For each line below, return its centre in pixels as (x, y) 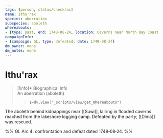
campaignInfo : (20, 37)
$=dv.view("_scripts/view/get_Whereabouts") (75, 103)
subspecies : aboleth (26, 23)
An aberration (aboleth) (41, 93)
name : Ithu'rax (21, 14)
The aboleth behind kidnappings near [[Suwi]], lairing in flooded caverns (78, 112)
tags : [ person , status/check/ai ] (39, 10)
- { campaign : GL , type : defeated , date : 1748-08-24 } (60, 42)
